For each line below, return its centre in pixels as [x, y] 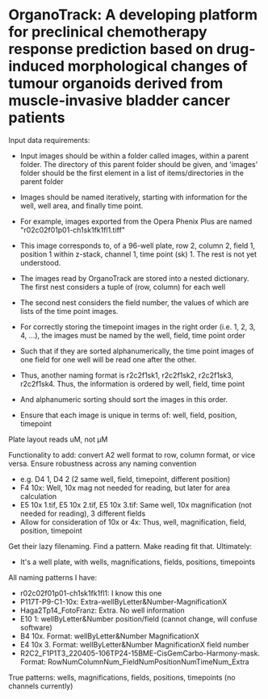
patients [37, 118]
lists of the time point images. [69, 311]
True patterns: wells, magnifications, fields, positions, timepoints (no [122, 677]
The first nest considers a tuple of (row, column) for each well [123, 287]
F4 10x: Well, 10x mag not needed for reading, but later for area [125, 488]
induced [36, 67]
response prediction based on [111, 49]
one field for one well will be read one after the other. [108, 359]
